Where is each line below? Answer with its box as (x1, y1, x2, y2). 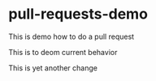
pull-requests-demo (8, 5, 149, 23)
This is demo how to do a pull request (8, 32, 135, 41)
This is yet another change (8, 62, 97, 73)
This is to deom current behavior (8, 47, 118, 57)
